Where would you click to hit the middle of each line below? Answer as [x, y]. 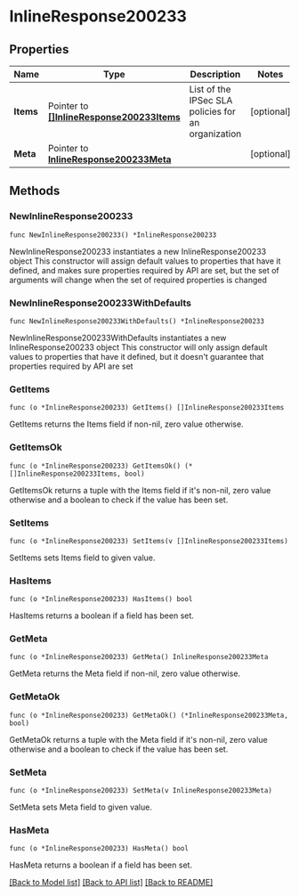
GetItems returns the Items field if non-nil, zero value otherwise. [126, 424]
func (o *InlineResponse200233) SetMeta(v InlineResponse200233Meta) [141, 791]
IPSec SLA [211, 100]
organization [215, 134]
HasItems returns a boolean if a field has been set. [101, 615]
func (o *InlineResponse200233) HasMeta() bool [99, 849]
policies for [212, 111]
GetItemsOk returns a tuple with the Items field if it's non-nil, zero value [140, 490]
